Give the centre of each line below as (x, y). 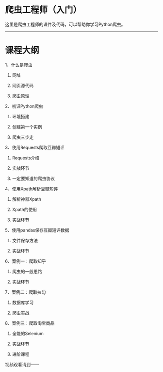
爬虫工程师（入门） (43, 10)
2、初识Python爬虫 (24, 106)
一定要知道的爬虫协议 (33, 178)
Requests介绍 (26, 158)
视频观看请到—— (22, 364)
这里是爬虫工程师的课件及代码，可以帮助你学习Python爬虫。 (65, 24)
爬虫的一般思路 (27, 271)
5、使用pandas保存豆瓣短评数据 (37, 230)
